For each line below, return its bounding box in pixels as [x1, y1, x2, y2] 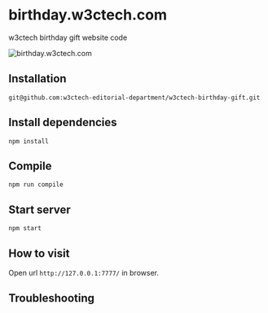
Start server [8, 202, 71, 216]
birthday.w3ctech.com [8, 6, 167, 24]
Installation [8, 72, 67, 86]
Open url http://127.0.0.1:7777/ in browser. [8, 268, 159, 277]
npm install [8, 137, 49, 146]
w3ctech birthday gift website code [8, 33, 128, 42]
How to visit [8, 246, 70, 260]
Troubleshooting [8, 291, 95, 306]
